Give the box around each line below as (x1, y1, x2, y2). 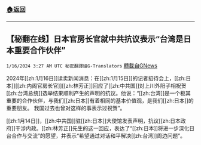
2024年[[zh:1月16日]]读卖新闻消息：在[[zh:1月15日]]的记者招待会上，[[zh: (6, 75, 186, 82)
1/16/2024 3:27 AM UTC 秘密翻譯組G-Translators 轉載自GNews (6, 62, 157, 69)
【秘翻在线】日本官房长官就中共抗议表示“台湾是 (6, 34, 184, 44)
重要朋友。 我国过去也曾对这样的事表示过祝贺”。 (6, 104, 126, 112)
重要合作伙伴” (14, 45, 66, 55)
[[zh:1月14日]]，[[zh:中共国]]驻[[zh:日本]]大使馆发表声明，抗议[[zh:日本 (6, 118, 181, 125)
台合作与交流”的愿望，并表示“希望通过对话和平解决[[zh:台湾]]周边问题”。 (6, 132, 185, 140)
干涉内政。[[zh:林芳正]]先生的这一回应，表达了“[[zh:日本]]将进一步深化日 (15, 125, 195, 132)
